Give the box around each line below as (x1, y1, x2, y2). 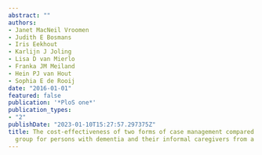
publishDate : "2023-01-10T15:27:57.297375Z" (8, 121, 156, 128)
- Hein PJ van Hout (8, 70, 72, 77)
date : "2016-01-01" (8, 84, 72, 92)
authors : (8, 19, 37, 27)
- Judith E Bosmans (8, 33, 72, 41)
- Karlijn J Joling (8, 48, 72, 56)
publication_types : (8, 106, 72, 114)
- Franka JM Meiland (8, 63, 76, 70)
